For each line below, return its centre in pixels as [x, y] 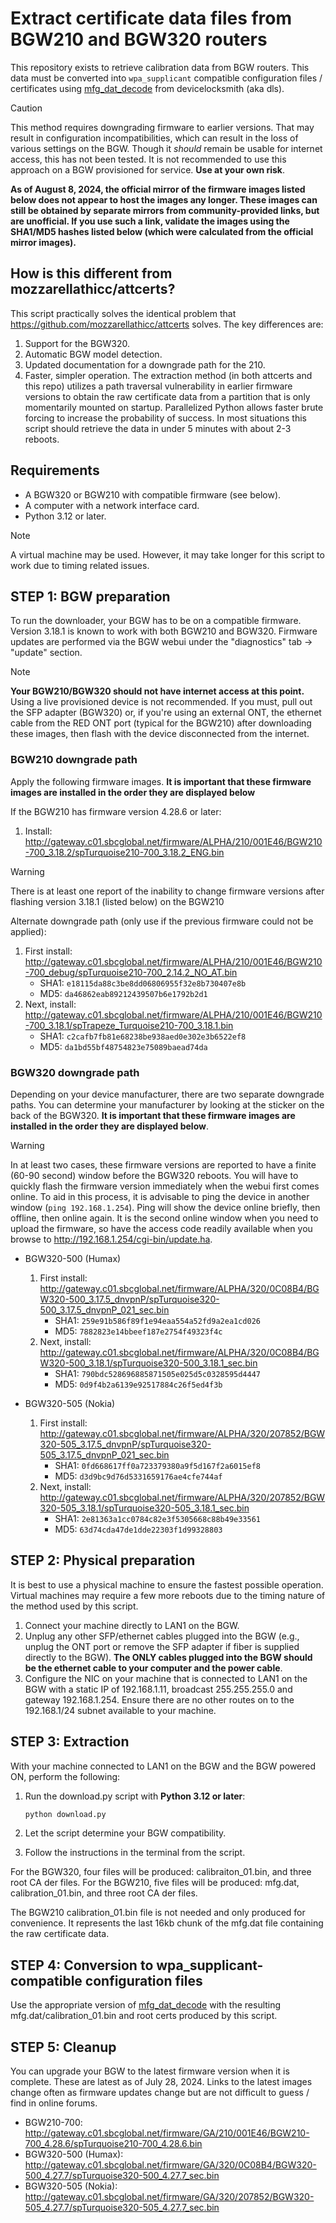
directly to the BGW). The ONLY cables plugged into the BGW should [168, 1657]
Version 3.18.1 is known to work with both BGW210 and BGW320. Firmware [164, 631]
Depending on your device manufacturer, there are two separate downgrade [167, 1094]
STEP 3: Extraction [70, 1742]
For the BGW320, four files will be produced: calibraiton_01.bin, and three [161, 1872]
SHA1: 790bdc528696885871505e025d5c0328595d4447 [157, 1373]
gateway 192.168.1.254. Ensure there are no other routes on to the [159, 1699]
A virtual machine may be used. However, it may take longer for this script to [167, 554]
